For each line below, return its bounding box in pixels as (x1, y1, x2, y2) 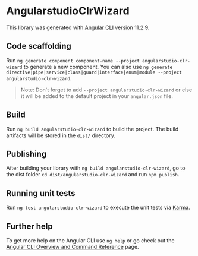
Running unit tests (6, 188, 76, 198)
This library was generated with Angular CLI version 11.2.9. (6, 24, 150, 31)
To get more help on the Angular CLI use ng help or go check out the (6, 237, 175, 244)
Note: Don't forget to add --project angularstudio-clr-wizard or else (20, 86, 193, 93)
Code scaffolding (6, 41, 71, 51)
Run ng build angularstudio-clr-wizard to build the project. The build (6, 125, 179, 132)
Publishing (6, 148, 47, 159)
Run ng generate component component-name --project (6, 56, 140, 64)
